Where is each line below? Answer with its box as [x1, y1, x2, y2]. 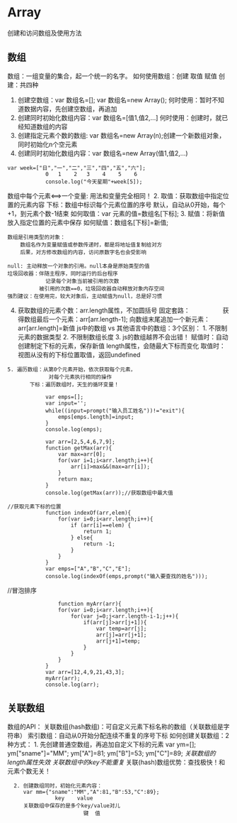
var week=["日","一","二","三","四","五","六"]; [7, 164, 146, 171]
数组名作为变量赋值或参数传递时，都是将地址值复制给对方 [20, 241, 163, 249]
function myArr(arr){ [57, 600, 122, 607]
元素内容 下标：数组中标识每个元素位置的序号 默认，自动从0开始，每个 [19, 200, 226, 209]
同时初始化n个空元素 [17, 140, 78, 148]
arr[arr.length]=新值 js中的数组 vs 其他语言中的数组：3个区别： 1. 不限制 [17, 324, 228, 332]
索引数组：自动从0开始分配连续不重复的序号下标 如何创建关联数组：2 [27, 731, 230, 739]
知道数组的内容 [23, 122, 68, 131]
